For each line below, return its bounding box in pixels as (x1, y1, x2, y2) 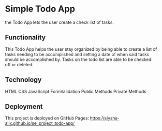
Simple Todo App (5, 3, 75, 15)
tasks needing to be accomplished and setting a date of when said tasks (5, 51, 149, 57)
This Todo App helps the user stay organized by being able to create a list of (5, 46, 157, 52)
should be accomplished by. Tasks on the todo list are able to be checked (5, 57, 151, 62)
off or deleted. (5, 61, 34, 67)
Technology (5, 76, 42, 84)
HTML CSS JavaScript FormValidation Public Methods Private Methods (5, 88, 147, 94)
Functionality (5, 33, 46, 42)
